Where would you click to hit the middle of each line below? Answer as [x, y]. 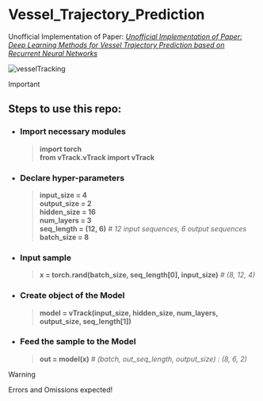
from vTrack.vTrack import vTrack [97, 157]
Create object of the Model [72, 296]
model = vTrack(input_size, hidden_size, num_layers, [129, 313]
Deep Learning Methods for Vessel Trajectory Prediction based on [116, 44]
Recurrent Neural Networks [53, 53]
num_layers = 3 [65, 220]
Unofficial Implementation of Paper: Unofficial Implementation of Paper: [126, 36]
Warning [22, 374]
